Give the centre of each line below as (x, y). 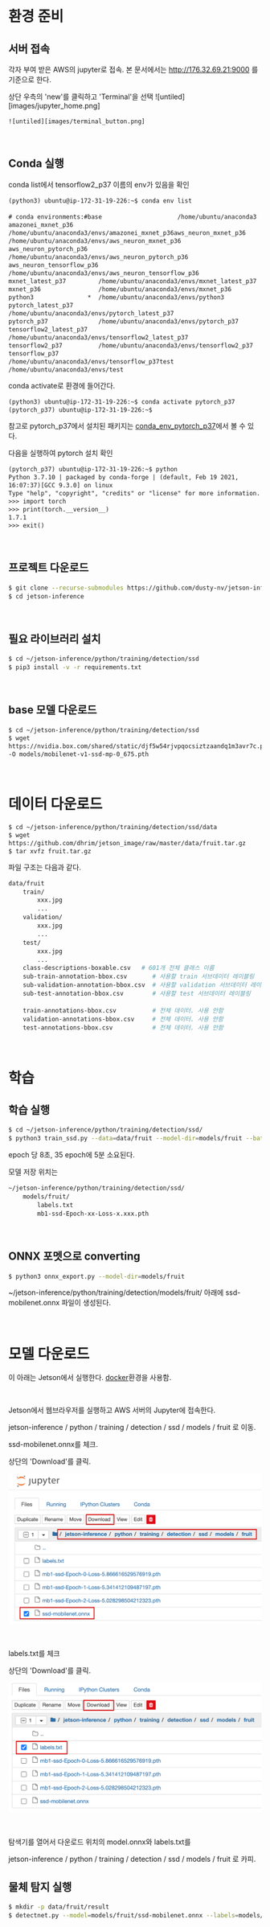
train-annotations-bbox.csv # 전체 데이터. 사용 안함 (123, 1010)
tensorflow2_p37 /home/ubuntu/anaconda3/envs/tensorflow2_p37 (131, 345)
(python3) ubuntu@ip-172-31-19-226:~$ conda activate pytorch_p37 (122, 402)
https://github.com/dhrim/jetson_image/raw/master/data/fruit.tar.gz (127, 843)
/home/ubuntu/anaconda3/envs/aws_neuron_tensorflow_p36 (104, 273)
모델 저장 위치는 (33, 1172)
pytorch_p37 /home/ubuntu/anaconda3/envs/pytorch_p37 (124, 321)
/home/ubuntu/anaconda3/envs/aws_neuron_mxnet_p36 (95, 241)
